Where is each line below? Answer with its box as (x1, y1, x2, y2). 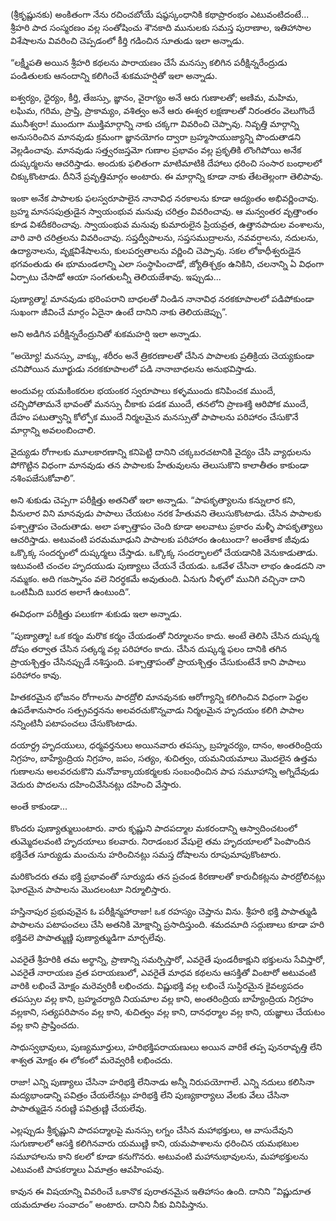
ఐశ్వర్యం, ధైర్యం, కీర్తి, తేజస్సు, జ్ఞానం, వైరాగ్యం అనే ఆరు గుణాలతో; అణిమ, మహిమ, (10, 92, 299, 103)
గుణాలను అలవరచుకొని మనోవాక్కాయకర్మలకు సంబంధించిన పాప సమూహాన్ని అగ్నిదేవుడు (10, 765, 320, 777)
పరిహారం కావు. (10, 669, 62, 681)
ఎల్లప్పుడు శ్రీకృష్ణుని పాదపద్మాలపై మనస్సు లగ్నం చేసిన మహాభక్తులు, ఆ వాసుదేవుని (10, 1124, 294, 1136)
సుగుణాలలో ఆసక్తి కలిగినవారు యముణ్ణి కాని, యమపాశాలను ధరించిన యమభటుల (10, 1137, 300, 1149)
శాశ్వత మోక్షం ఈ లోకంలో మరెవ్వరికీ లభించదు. (10, 1054, 173, 1066)
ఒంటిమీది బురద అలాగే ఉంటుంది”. (10, 586, 131, 598)
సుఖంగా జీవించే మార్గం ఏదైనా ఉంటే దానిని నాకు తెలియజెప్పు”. (10, 306, 228, 318)
